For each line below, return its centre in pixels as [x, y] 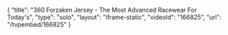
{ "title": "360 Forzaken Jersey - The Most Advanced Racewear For [102, 10]
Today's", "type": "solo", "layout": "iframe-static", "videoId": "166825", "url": [114, 17]
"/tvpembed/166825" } [39, 24]
